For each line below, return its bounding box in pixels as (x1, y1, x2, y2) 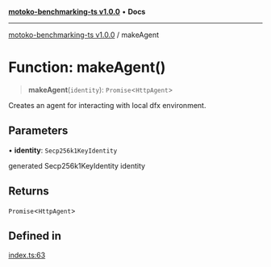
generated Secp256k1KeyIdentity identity (8, 161, 146, 170)
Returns (8, 185, 50, 198)
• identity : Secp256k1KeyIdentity (8, 145, 118, 155)
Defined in (8, 229, 62, 243)
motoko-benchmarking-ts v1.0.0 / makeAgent (8, 30, 160, 40)
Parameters (8, 124, 69, 138)
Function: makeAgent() (8, 58, 166, 77)
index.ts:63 (8, 250, 46, 261)
